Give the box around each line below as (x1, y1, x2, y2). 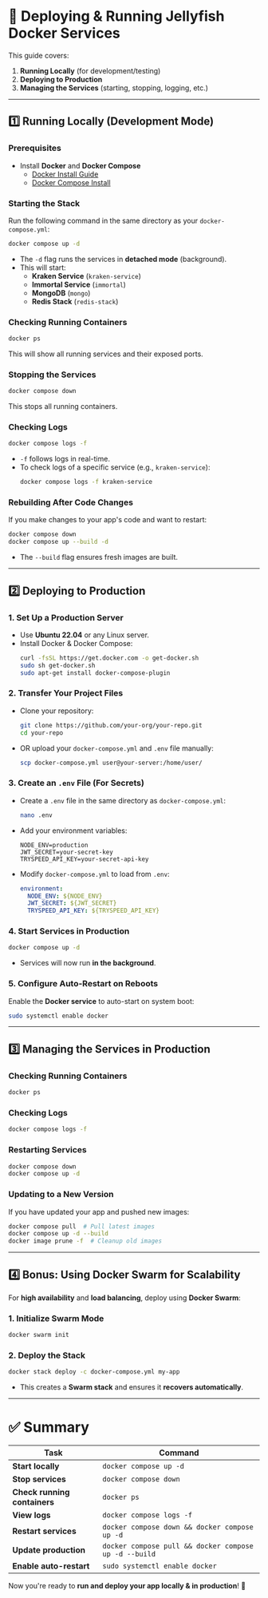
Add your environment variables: (19, 826, 128, 835)
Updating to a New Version (8, 1189, 114, 1200)
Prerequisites (8, 143, 61, 154)
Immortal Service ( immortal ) (31, 280, 126, 289)
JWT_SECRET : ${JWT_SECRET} (27, 899, 117, 907)
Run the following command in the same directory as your (8, 216, 198, 225)
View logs (12, 1509, 51, 1521)
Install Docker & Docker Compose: (19, 638, 133, 648)
